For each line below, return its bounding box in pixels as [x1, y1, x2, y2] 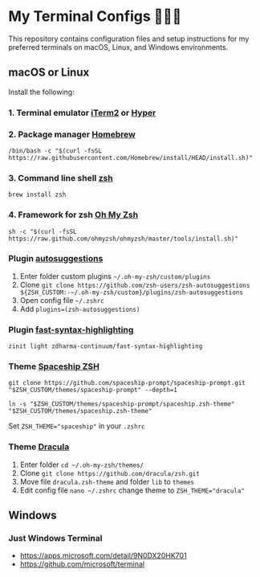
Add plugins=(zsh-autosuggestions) [19, 304, 140, 313]
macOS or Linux [8, 66, 90, 80]
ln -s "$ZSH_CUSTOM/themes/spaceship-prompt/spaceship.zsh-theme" [8, 400, 235, 408]
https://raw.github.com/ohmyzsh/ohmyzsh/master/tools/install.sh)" [8, 235, 239, 243]
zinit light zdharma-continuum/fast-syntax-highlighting [8, 342, 203, 350]
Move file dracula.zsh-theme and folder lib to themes [19, 477, 195, 486]
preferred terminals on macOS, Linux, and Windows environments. [8, 42, 229, 51]
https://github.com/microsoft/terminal [19, 559, 145, 569]
